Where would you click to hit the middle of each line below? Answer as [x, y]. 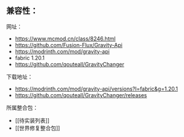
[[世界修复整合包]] [37, 128]
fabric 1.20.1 [30, 58]
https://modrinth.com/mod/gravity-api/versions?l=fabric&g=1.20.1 [96, 89]
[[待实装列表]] [32, 120]
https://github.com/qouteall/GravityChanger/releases [81, 95]
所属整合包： [22, 107]
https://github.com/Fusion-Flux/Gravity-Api [68, 45]
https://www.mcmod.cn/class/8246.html [65, 39]
